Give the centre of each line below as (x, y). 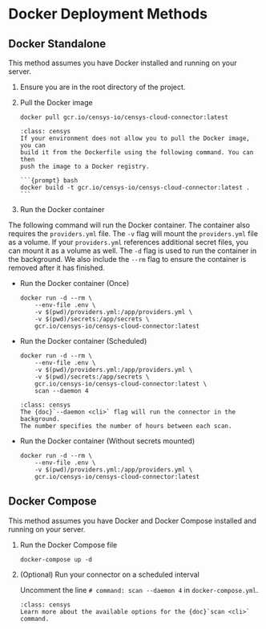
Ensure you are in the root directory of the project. (103, 87)
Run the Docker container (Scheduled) (83, 341)
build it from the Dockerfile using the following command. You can (137, 153)
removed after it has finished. (57, 268)
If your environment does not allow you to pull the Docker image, (135, 138)
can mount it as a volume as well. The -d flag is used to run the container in (133, 251)
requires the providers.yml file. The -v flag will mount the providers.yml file (133, 233)
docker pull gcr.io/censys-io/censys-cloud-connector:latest (124, 117)
